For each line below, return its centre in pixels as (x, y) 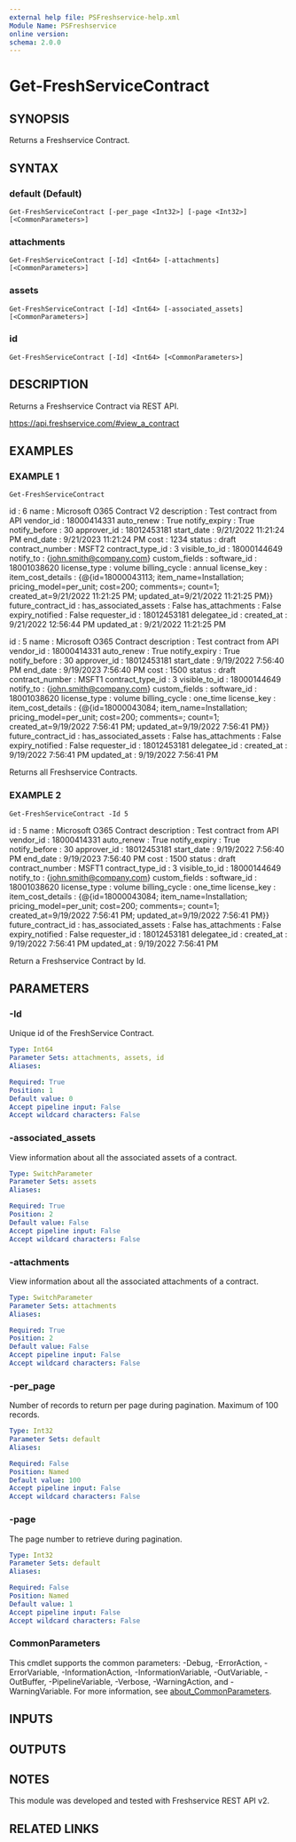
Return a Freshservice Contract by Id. (78, 961)
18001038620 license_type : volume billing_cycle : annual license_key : (138, 568)
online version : (39, 34)
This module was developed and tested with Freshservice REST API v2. (140, 1801)
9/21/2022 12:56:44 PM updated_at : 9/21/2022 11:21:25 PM (117, 625)
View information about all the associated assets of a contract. (123, 1157)
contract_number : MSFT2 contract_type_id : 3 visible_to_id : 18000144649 (146, 549)
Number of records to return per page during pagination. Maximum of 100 (144, 1406)
